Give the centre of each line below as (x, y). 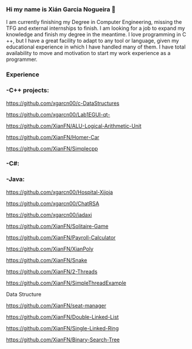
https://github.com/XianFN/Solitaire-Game (57, 226)
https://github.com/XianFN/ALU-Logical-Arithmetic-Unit (74, 126)
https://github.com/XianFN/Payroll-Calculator (61, 237)
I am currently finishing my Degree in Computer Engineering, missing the (94, 22)
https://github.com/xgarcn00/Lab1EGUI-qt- (58, 114)
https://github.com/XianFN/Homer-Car (53, 137)
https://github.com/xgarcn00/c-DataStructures (63, 103)
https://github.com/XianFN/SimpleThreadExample (66, 283)
